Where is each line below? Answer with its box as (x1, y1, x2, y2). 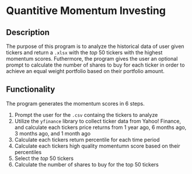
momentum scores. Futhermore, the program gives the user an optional (6, 55, 178, 62)
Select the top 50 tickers (14, 155, 74, 162)
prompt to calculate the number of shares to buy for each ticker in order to (6, 61, 185, 68)
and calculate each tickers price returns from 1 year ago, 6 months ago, (14, 124, 187, 131)
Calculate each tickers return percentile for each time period (14, 136, 160, 143)
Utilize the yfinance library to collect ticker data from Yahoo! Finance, (14, 117, 181, 124)
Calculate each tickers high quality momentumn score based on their (14, 142, 180, 149)
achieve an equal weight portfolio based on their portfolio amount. (6, 68, 165, 74)
